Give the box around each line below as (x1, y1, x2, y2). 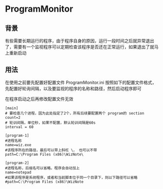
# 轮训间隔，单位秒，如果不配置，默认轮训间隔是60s (5, 120, 96, 125)
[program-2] (5, 160, 29, 165)
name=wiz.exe (5, 142, 32, 147)
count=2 (5, 115, 21, 120)
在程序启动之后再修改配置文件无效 (5, 96, 73, 102)
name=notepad (5, 170, 32, 175)
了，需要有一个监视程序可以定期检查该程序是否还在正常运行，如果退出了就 (5, 44, 154, 50)
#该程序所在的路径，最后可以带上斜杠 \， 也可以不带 (5, 148, 97, 152)
